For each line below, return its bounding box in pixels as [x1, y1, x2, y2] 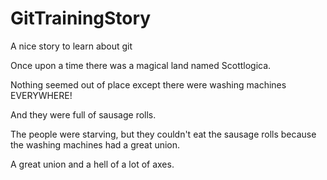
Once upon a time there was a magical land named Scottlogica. [10, 59, 272, 71]
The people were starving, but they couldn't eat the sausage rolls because [10, 128, 317, 140]
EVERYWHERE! [10, 89, 73, 101]
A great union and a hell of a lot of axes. [10, 158, 175, 170]
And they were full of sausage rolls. [10, 108, 157, 121]
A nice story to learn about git [10, 40, 133, 52]
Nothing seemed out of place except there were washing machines [10, 78, 287, 91]
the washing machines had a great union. [10, 138, 181, 151]
